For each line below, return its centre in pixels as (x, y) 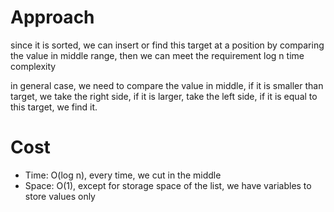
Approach (52, 17)
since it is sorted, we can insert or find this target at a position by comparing (167, 45)
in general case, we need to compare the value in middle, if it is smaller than (167, 85)
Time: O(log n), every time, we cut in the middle (123, 175)
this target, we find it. (54, 107)
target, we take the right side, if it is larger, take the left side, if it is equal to (164, 96)
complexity (33, 66)
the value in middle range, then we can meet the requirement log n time (157, 55)
